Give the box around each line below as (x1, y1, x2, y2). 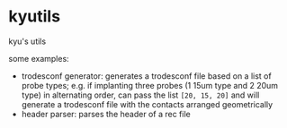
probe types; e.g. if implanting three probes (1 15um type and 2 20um (21, 80, 279, 90)
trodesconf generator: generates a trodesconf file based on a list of (21, 70, 272, 81)
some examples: (8, 53, 69, 64)
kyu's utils (8, 36, 47, 47)
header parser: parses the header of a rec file (21, 108, 191, 119)
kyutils (8, 6, 60, 27)
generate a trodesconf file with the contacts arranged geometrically (21, 98, 274, 109)
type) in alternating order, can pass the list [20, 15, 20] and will (21, 90, 260, 100)
